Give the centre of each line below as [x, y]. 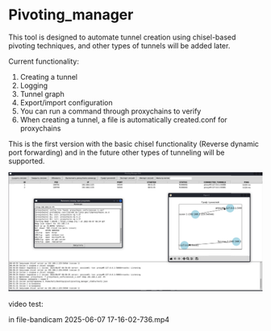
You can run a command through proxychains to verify [110, 111]
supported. [27, 161]
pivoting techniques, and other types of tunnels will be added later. [119, 45]
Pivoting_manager [71, 15]
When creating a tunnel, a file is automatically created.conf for [123, 119]
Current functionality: [44, 61]
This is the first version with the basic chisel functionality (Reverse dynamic [134, 143]
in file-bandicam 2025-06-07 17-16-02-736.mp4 [89, 319]
